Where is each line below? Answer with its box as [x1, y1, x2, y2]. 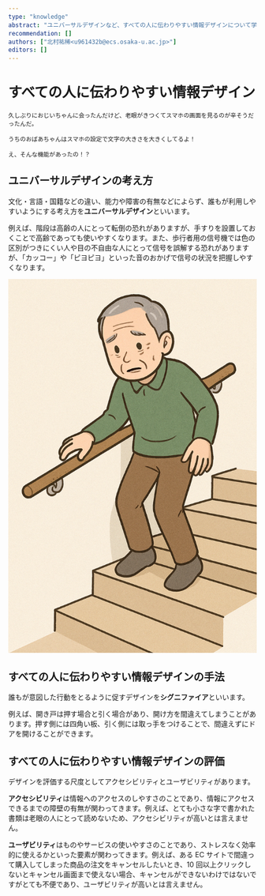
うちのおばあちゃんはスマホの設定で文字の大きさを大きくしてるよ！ [8, 135, 196, 144]
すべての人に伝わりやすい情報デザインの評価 [8, 755, 225, 768]
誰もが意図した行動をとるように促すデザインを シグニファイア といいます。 [8, 692, 250, 702]
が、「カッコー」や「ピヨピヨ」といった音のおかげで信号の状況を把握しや [8, 253, 247, 262]
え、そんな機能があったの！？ [8, 151, 91, 159]
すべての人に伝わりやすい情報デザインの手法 [8, 670, 225, 683]
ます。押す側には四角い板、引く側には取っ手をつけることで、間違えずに [14, 719, 249, 728]
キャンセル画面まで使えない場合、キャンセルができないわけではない [28, 870, 250, 879]
